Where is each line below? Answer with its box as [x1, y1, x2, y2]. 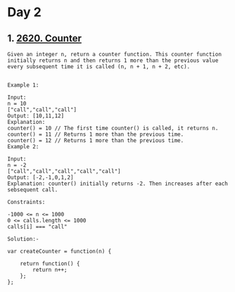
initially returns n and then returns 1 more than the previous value [7, 57, 219, 64]
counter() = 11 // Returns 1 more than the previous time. [7, 131, 184, 138]
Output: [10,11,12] [7, 113, 65, 120]
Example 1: [7, 82, 39, 89]
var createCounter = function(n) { [7, 248, 112, 255]
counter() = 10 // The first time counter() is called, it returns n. [7, 125, 219, 132]
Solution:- [7, 236, 39, 243]
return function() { [20, 260, 80, 267]
